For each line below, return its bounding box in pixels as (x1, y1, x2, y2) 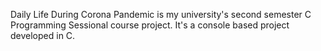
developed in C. (10, 30, 76, 41)
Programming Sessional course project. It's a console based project (10, 19, 290, 31)
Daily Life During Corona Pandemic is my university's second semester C (10, 9, 312, 20)
